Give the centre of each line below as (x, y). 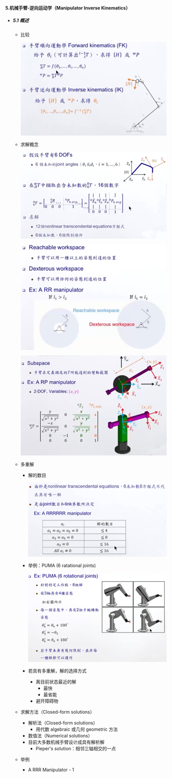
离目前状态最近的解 (56, 682)
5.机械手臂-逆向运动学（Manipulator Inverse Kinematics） (68, 8)
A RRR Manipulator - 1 (51, 770)
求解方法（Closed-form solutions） (57, 712)
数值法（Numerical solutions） (60, 736)
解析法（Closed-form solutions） (63, 723)
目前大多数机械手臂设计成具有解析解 (66, 742)
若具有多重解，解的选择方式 (57, 671)
